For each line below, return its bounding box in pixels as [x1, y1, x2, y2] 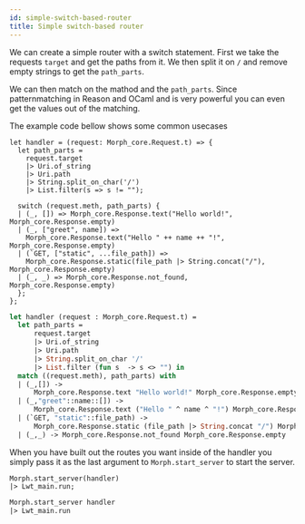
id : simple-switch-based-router [9, 13, 132, 23]
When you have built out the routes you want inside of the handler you [9, 446, 272, 458]
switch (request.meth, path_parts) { [17, 201, 161, 210]
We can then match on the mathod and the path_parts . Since [9, 83, 238, 94]
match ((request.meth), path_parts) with [17, 371, 177, 381]
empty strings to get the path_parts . [9, 65, 145, 77]
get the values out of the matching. [9, 102, 141, 113]
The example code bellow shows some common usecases [9, 120, 229, 131]
